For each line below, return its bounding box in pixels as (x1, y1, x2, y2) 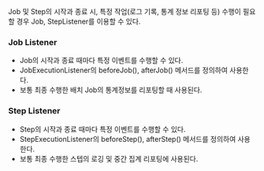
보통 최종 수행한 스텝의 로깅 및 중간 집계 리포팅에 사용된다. (19, 154, 199, 163)
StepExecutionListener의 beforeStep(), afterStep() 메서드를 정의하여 (19, 134, 236, 143)
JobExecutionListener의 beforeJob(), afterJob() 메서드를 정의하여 (19, 65, 229, 75)
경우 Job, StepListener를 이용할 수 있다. (16, 17, 141, 26)
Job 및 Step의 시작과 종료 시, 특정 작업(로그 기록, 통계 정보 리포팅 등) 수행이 (8, 7, 242, 16)
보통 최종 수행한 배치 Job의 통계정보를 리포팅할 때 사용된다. (19, 85, 203, 95)
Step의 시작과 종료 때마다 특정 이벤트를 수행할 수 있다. (19, 125, 186, 134)
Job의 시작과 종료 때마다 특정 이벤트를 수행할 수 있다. (19, 56, 184, 65)
